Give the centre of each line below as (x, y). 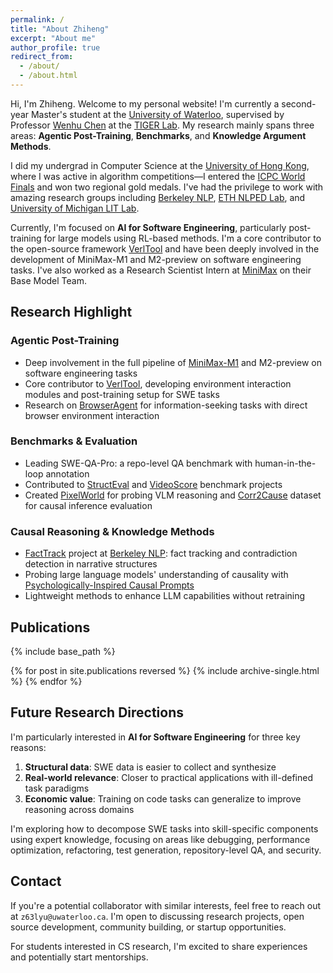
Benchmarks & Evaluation (74, 441)
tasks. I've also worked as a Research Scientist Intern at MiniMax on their (161, 270)
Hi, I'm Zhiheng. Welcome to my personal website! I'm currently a (145, 103)
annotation (67, 473)
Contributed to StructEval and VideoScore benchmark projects (153, 484)
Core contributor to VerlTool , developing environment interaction (158, 383)
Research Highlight (71, 312)
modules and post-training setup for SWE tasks (122, 394)
